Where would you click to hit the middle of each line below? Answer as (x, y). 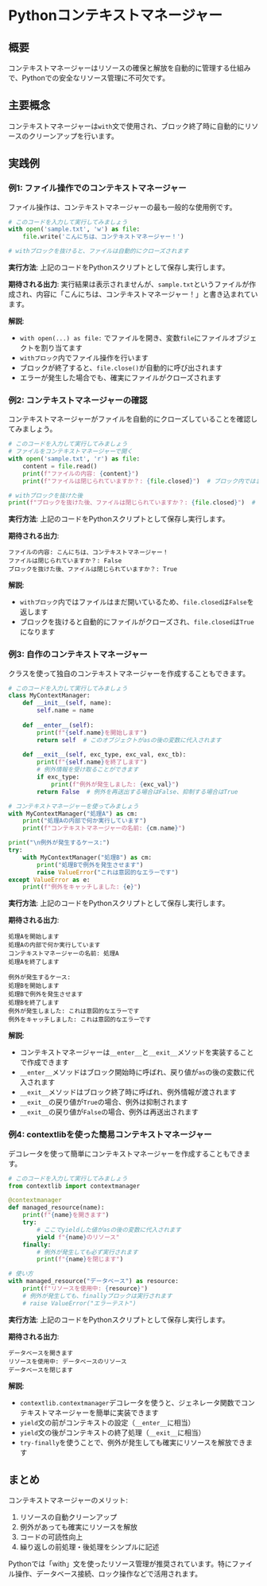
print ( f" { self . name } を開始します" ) (92, 733)
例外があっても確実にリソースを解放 (78, 1527)
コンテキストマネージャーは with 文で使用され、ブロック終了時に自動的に (126, 126)
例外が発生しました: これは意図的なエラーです (74, 1011)
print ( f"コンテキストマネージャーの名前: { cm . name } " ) (104, 828)
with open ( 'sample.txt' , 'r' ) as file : (74, 459)
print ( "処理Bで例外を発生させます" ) (90, 865)
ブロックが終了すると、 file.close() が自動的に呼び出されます (121, 367)
